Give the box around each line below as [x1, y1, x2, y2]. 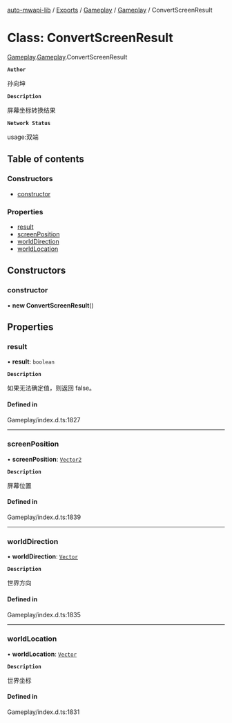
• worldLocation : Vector [7, 650, 77, 658]
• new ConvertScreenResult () [7, 301, 95, 310]
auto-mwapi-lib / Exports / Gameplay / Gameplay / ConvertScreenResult [7, 6, 213, 14]
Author [7, 66, 26, 73]
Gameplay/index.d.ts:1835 [7, 610, 81, 619]
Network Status [7, 120, 51, 126]
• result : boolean [7, 357, 55, 366]
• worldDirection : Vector [7, 552, 78, 561]
